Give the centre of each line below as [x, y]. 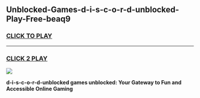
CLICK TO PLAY [29, 36]
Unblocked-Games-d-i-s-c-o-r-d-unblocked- [93, 10]
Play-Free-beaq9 [38, 19]
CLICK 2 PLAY [27, 58]
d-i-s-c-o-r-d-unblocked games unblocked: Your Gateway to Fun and [94, 82]
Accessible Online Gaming [40, 88]
